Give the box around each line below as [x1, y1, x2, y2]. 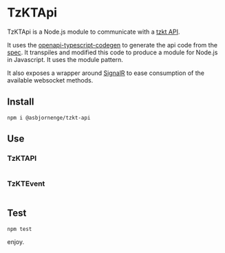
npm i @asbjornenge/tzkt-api [7, 114, 91, 121]
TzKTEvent [7, 179, 45, 188]
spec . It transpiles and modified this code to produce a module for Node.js [7, 48, 218, 56]
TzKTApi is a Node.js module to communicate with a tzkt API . [7, 27, 180, 36]
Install [7, 96, 34, 108]
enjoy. [7, 237, 25, 245]
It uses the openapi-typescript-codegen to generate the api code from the [7, 41, 218, 49]
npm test [7, 225, 32, 232]
